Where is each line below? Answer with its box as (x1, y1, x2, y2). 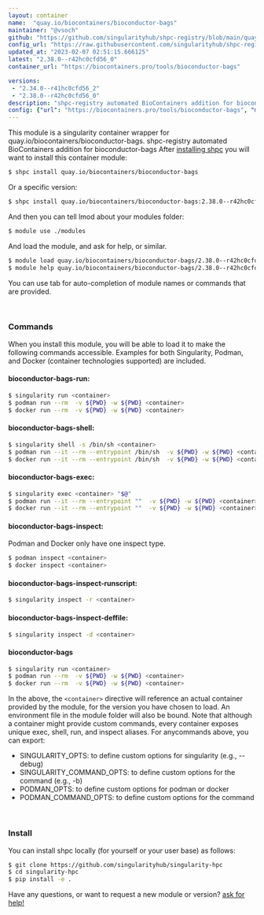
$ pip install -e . (8, 876, 72, 884)
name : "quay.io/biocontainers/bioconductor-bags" (8, 19, 178, 27)
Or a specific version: (8, 183, 78, 191)
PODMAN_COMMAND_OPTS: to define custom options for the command (19, 793, 255, 802)
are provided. (8, 287, 52, 296)
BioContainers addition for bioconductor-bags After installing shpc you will (8, 145, 250, 154)
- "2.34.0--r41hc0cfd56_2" (11, 84, 101, 92)
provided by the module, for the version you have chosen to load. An (8, 702, 230, 712)
